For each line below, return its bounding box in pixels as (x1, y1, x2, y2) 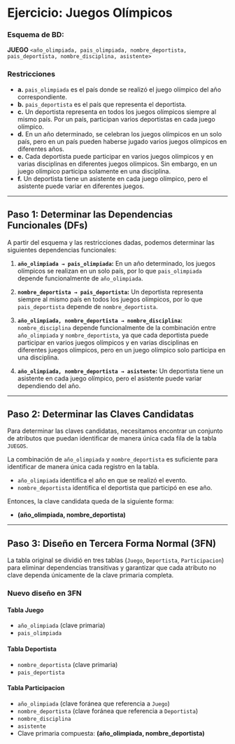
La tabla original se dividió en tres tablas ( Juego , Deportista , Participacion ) (7, 556, 225, 564)
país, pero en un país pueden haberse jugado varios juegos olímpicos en (17, 137, 227, 145)
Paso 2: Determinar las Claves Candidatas (7, 408, 194, 420)
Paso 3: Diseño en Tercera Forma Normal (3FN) (7, 537, 217, 550)
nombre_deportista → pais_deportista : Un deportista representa (17, 287, 204, 296)
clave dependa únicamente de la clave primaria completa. (7, 571, 174, 580)
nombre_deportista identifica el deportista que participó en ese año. (17, 484, 213, 492)
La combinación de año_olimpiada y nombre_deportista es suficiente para (7, 455, 218, 464)
